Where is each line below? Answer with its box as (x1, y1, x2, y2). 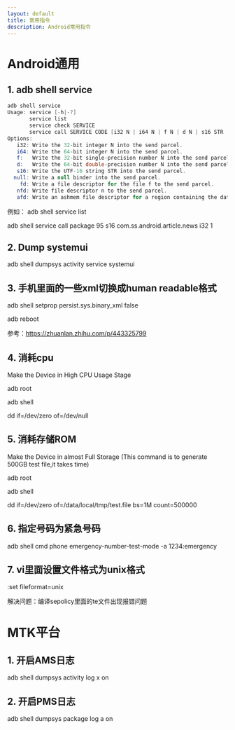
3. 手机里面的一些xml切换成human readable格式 (7, 282, 217, 294)
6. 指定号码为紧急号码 (7, 523, 101, 535)
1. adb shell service (7, 83, 93, 95)
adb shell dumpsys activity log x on (7, 673, 110, 682)
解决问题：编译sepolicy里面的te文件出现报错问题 (7, 597, 148, 606)
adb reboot (7, 315, 40, 323)
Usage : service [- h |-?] (7, 109, 77, 116)
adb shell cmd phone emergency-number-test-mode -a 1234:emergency (7, 542, 218, 550)
